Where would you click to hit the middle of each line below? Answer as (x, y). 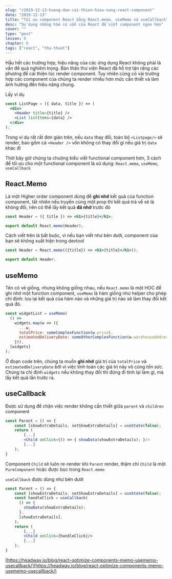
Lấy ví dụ (15, 94)
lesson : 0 (16, 39)
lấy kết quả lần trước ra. (30, 377)
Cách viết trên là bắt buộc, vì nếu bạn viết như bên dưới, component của (81, 235)
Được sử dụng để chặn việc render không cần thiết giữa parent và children (84, 406)
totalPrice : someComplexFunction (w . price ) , (66, 332)
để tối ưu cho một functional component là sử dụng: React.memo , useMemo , (82, 163)
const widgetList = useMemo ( (36, 314)
